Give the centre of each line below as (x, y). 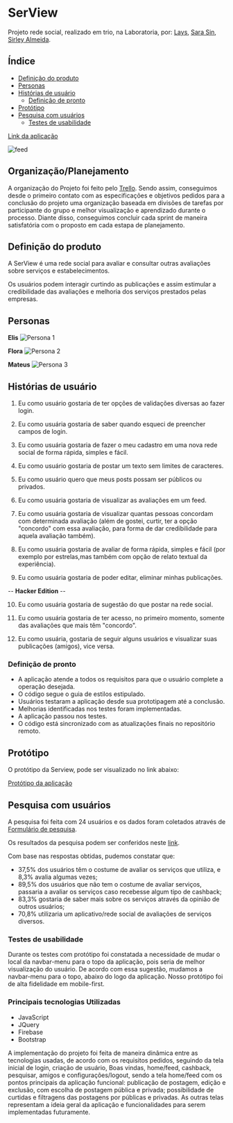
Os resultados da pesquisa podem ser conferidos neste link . (94, 842)
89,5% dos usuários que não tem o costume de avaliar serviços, (110, 884)
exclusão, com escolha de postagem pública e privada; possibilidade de (111, 1090)
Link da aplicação (33, 136)
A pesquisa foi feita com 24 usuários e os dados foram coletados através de (117, 821)
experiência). (37, 564)
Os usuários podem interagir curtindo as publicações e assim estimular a (112, 284)
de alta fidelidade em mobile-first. (56, 984)
